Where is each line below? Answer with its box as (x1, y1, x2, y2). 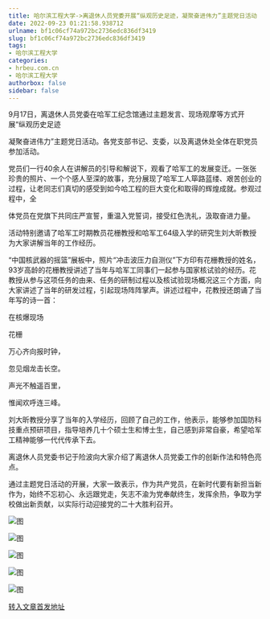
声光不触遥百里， (8, 381, 65, 391)
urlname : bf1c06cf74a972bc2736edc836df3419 (8, 27, 157, 35)
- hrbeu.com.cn (8, 64, 59, 72)
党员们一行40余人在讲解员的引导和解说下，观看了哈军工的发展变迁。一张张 (8, 164, 257, 174)
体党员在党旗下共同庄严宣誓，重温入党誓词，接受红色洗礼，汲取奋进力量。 (8, 211, 255, 221)
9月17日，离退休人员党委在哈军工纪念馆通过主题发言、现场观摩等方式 (8, 109, 239, 119)
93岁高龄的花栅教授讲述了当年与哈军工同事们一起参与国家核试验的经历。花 (8, 265, 257, 275)
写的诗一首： (14, 295, 58, 305)
